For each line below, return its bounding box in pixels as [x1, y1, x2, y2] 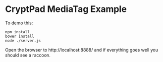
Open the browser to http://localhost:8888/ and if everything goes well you [5, 47, 159, 53]
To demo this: [5, 20, 33, 26]
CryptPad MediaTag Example [5, 3, 127, 15]
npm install [5, 29, 30, 34]
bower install [5, 34, 35, 39]
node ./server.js [5, 38, 41, 43]
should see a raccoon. [5, 52, 51, 58]
